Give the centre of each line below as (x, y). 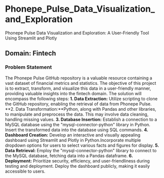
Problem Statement (29, 67)
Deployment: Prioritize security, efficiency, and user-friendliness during (77, 161)
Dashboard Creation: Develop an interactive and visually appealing (73, 135)
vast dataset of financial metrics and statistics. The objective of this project (81, 83)
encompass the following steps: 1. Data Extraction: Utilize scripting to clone (81, 99)
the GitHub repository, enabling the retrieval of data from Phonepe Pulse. (79, 104)
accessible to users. (25, 171)
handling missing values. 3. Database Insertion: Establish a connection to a (81, 119)
